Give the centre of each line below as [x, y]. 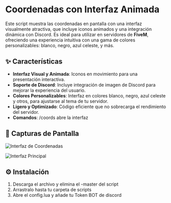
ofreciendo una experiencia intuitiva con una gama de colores [70, 40]
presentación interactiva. [39, 79]
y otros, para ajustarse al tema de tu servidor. [60, 101]
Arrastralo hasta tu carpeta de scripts [52, 190]
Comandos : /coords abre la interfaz [50, 117]
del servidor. [26, 112]
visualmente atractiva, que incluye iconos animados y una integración [79, 29]
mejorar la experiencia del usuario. [49, 90]
